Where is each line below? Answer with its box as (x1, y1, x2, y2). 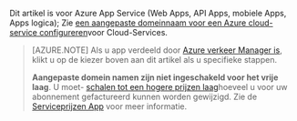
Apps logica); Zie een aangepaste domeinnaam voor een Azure (9, 17, 247, 28)
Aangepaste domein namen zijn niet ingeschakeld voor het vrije (31, 72, 279, 83)
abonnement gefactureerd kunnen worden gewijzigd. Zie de (31, 91, 258, 102)
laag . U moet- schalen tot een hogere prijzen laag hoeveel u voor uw (31, 82, 288, 92)
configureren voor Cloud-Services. (39, 27, 169, 37)
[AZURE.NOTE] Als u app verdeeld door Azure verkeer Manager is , (31, 45, 282, 55)
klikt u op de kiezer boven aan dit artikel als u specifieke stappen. (31, 55, 278, 65)
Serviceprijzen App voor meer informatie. (31, 101, 188, 112)
